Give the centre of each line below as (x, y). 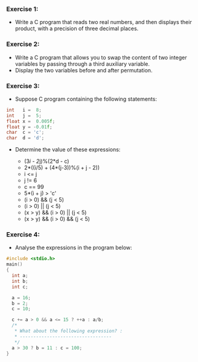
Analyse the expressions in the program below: (74, 248)
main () (14, 264)
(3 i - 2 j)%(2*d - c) (46, 161)
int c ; (20, 287)
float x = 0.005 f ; (31, 121)
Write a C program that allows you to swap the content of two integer (101, 57)
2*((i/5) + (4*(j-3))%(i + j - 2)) (62, 168)
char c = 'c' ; (25, 132)
